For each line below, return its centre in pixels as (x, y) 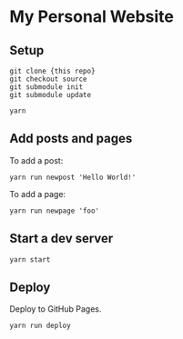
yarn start (30, 259)
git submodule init (46, 87)
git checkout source (49, 79)
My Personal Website (92, 17)
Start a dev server (61, 239)
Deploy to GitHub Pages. (56, 309)
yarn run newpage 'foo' (55, 211)
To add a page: (38, 194)
